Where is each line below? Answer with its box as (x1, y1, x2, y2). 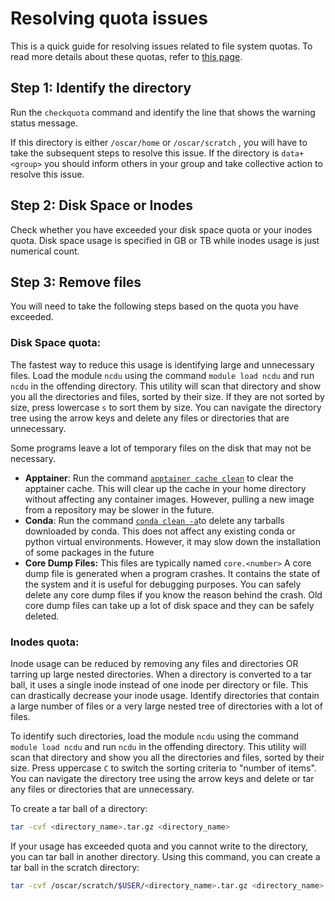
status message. (10, 117, 78, 129)
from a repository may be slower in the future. (24, 503, 215, 516)
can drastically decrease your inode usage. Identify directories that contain (10, 689, 320, 701)
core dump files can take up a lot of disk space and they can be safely (24, 599, 315, 611)
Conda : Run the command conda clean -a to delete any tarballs (24, 514, 285, 526)
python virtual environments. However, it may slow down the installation (24, 535, 322, 547)
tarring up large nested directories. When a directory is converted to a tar (10, 668, 313, 680)
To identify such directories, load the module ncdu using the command (10, 730, 300, 742)
